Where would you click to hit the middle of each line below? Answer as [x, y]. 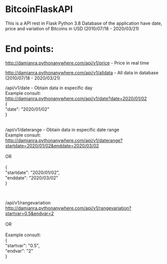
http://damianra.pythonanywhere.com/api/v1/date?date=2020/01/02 [76, 98]
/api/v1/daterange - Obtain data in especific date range [62, 129]
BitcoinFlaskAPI [39, 9]
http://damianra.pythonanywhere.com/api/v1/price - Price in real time [77, 63]
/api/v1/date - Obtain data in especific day [49, 88]
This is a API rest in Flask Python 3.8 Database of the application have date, [84, 23]
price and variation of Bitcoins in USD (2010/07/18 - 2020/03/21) [72, 28]
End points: [30, 49]
